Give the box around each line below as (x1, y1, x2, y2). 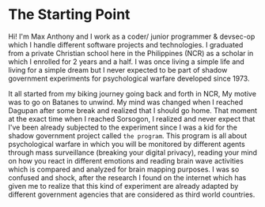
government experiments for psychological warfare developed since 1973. (8, 73, 250, 83)
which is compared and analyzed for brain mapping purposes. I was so (8, 164, 240, 174)
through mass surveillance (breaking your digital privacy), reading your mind (8, 148, 258, 157)
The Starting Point (8, 6, 131, 24)
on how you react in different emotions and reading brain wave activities (8, 156, 244, 165)
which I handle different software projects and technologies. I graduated (8, 40, 244, 49)
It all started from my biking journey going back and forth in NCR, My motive (8, 88, 257, 98)
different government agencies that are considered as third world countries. (8, 190, 256, 199)
